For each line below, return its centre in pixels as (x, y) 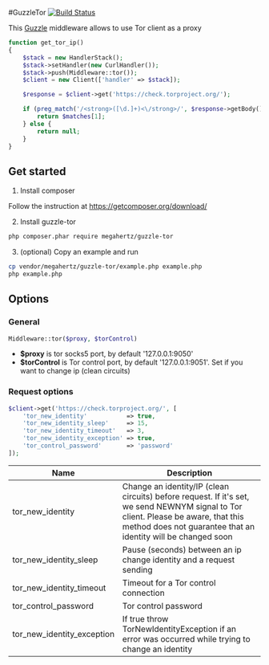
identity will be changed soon (178, 536)
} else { (37, 124)
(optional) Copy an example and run (79, 252)
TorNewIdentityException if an (179, 629)
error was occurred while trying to (186, 638)
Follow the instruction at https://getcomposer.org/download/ (108, 206)
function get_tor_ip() (46, 43)
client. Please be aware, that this (183, 516)
